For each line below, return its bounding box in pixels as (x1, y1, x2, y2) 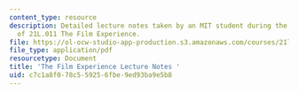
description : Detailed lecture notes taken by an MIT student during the (9, 21, 288, 30)
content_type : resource (9, 12, 98, 22)
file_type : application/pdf (9, 46, 114, 55)
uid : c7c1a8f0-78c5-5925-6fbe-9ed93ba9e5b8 (9, 71, 173, 80)
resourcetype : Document (9, 54, 98, 63)
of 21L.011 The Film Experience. (17, 29, 141, 38)
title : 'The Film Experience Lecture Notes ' (9, 63, 180, 72)
